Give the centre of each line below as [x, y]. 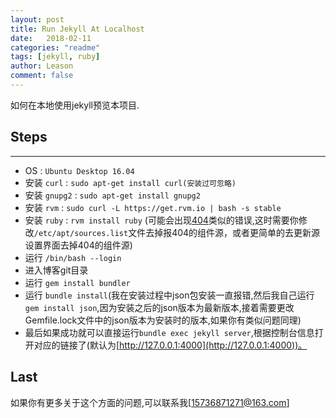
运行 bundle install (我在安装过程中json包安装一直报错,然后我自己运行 [169, 295]
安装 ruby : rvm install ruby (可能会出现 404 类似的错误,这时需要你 [161, 220]
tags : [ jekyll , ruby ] [55, 57]
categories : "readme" [55, 47]
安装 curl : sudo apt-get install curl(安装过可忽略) [130, 182]
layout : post [37, 19]
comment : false [42, 76]
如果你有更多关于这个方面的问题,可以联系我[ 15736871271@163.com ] [150, 402]
